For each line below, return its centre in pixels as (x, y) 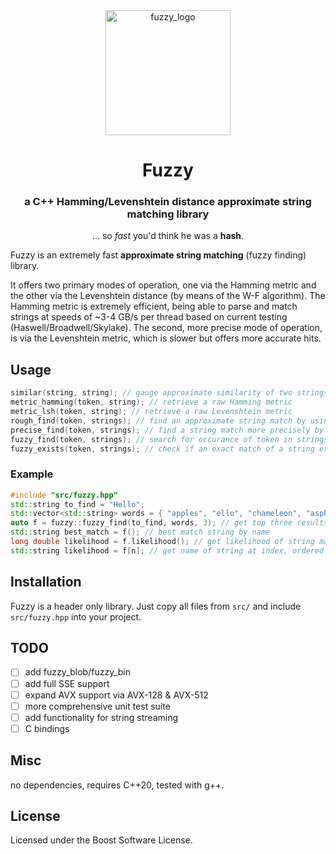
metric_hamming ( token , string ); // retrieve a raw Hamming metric (151, 402)
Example (32, 474)
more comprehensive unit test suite (97, 706)
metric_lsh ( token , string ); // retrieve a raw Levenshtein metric (151, 412)
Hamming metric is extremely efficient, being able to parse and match (154, 306)
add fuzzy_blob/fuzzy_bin (78, 672)
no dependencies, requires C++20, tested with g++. (117, 785)
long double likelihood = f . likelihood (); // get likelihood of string (162, 542)
